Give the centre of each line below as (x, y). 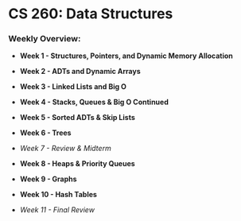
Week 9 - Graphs (48, 179)
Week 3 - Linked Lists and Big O (73, 87)
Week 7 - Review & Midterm (65, 149)
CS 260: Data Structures (91, 14)
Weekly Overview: (45, 39)
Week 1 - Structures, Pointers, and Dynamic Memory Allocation (126, 56)
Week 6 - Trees (45, 133)
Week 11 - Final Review (57, 210)
